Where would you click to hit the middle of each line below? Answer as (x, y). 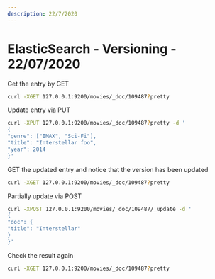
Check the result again (40, 255)
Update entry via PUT (39, 110)
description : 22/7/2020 (43, 14)
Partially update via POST (45, 196)
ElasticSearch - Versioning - (92, 49)
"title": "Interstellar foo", (52, 143)
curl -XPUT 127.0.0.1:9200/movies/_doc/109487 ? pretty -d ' (97, 123)
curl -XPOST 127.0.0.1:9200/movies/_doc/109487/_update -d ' (100, 209)
